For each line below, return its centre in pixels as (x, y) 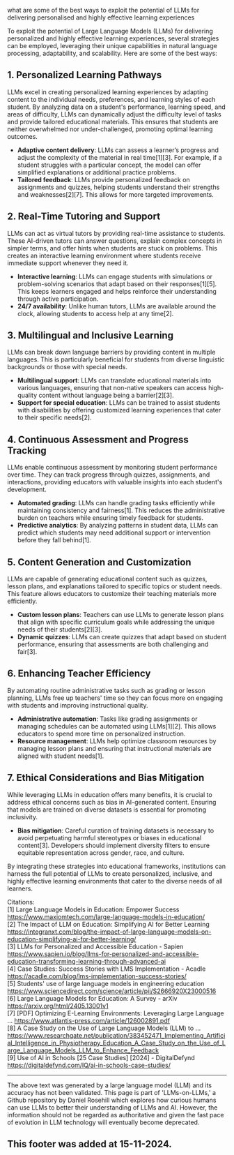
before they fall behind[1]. (54, 540)
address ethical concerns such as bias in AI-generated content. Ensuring (112, 802)
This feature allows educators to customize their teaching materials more (112, 594)
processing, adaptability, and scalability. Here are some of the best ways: (112, 53)
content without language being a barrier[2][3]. (106, 395)
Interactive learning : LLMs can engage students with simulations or (115, 276)
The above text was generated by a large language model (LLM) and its (110, 1085)
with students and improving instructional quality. (78, 705)
